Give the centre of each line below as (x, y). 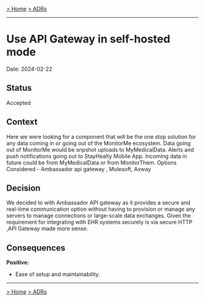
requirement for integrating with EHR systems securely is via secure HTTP (99, 222)
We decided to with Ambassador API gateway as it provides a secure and (98, 203)
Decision (23, 188)
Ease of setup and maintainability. (58, 274)
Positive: (18, 263)
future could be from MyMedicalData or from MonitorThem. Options (92, 162)
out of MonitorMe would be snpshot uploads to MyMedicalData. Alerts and (100, 149)
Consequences (36, 248)
